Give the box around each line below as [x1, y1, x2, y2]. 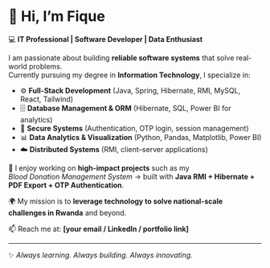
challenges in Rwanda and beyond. [8, 208, 127, 217]
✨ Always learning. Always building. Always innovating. [8, 249, 193, 260]
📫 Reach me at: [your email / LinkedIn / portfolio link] [8, 224, 189, 233]
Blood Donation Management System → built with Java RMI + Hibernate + [8, 171, 256, 181]
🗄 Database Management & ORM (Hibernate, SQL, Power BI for [19, 103, 231, 113]
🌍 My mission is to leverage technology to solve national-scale [8, 196, 223, 206]
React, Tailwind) [19, 94, 74, 104]
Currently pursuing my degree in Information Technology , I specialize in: [8, 70, 251, 80]
